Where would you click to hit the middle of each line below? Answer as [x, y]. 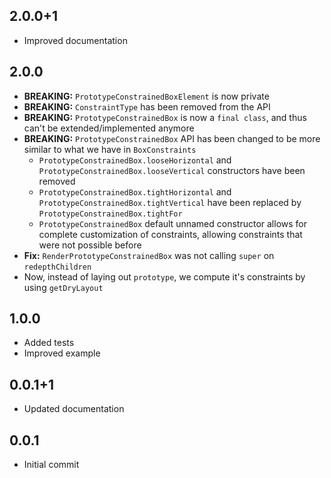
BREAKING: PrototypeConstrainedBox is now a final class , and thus [165, 117]
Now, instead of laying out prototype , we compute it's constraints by [164, 276]
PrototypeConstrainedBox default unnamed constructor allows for [172, 223]
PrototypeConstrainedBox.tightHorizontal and [135, 191]
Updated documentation [74, 409]
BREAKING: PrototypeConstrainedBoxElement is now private [146, 96]
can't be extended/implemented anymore [109, 128]
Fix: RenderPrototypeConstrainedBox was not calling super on [149, 255]
